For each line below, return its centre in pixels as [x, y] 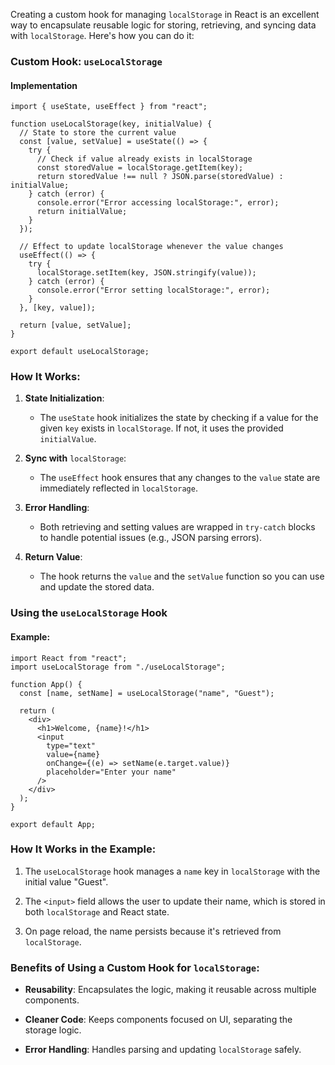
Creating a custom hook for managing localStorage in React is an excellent [165, 14]
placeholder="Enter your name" [111, 772]
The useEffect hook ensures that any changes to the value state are [180, 478]
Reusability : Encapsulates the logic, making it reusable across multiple [170, 990]
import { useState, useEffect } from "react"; [109, 107]
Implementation [44, 85]
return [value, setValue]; [75, 325]
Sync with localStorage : [75, 458]
